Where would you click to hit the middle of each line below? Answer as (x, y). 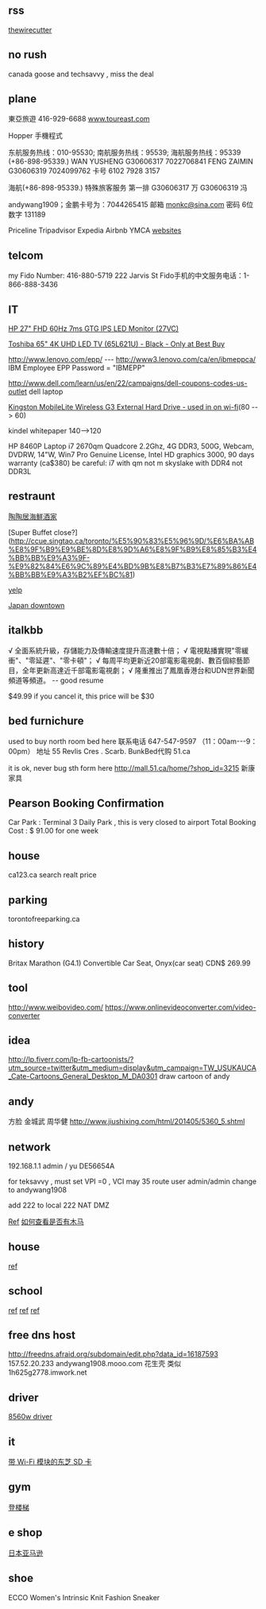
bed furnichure (46, 721)
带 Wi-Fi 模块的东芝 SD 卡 (50, 1462)
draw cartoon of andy (195, 1076)
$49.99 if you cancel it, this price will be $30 (81, 696)
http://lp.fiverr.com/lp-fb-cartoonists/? (71, 1060)
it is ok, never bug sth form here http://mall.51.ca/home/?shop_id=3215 (124, 768)
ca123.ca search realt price (52, 875)
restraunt (32, 497)
